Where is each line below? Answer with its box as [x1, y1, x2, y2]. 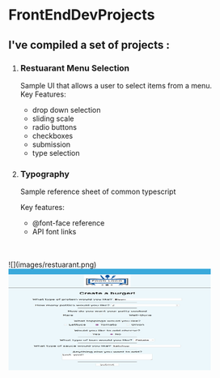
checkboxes [32, 131, 74, 140]
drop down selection [32, 105, 101, 114]
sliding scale [32, 114, 74, 123]
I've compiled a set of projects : [8, 38, 170, 52]
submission [32, 140, 71, 149]
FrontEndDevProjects [8, 6, 155, 24]
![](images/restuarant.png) [8, 260, 97, 269]
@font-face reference [32, 218, 105, 228]
